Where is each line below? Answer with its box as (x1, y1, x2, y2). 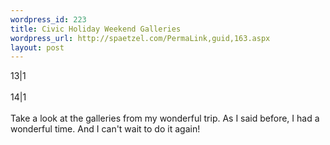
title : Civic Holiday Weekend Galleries (10, 24, 182, 34)
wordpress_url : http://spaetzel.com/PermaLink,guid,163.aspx (10, 33, 271, 43)
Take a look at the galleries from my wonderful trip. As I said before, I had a (10, 112, 320, 125)
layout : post (10, 42, 65, 53)
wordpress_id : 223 (10, 14, 87, 25)
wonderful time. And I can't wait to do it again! (10, 123, 201, 135)
